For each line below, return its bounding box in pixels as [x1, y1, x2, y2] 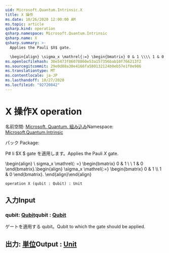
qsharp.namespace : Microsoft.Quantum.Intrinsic [5, 31, 108, 36]
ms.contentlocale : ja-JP [5, 73, 58, 78]
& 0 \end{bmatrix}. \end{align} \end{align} [5, 171, 92, 177]
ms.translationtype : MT [5, 68, 56, 73]
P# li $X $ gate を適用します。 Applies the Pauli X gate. [5, 150, 119, 156]
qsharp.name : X [5, 36, 37, 41]
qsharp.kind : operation [5, 26, 56, 31]
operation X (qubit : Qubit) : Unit [5, 181, 82, 186]
